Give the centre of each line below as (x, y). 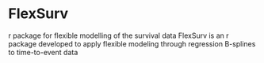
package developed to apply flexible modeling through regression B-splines (132, 43)
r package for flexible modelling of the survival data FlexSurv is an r (119, 35)
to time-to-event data (43, 52)
